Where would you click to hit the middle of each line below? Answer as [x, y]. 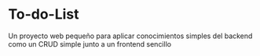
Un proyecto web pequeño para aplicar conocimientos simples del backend [130, 36]
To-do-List [44, 14]
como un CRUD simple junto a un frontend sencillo [90, 44]
